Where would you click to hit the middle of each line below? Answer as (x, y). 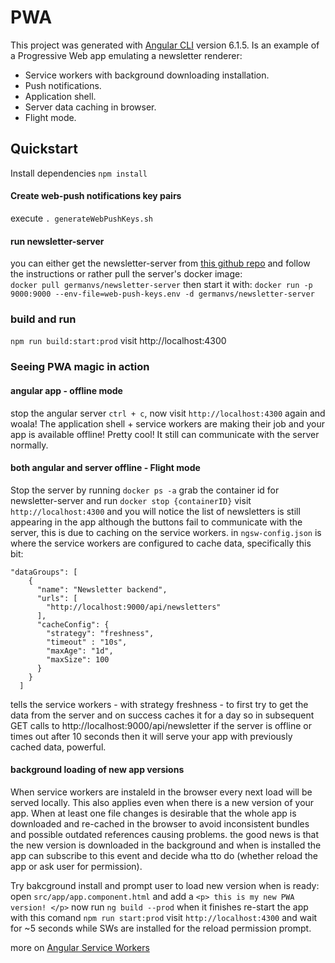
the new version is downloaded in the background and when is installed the (166, 845)
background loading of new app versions (97, 770)
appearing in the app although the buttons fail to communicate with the (156, 522)
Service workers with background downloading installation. (147, 75)
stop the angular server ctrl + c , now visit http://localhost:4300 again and (168, 413)
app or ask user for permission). (76, 866)
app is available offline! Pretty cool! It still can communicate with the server (165, 434)
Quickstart (44, 149)
